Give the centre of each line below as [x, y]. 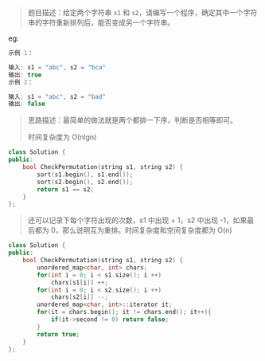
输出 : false [27, 104]
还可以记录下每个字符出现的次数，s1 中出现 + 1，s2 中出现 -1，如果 [137, 220]
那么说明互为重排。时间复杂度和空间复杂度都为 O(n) [147, 230]
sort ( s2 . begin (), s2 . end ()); [85, 182]
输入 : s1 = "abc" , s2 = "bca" [57, 67]
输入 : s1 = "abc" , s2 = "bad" [57, 96]
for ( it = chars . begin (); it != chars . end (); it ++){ [125, 312]
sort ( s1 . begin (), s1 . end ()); [85, 175]
